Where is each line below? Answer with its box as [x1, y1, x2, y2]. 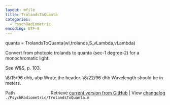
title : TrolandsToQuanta [5, 12, 58, 17]
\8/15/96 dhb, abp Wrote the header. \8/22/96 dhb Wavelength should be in [5, 75, 163, 81]
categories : [5, 17, 30, 22]
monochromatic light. [5, 55, 50, 61]
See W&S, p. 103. [5, 65, 41, 71]
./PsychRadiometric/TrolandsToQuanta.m [5, 95, 90, 100]
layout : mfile [5, 7, 36, 13]
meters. [5, 80, 21, 86]
